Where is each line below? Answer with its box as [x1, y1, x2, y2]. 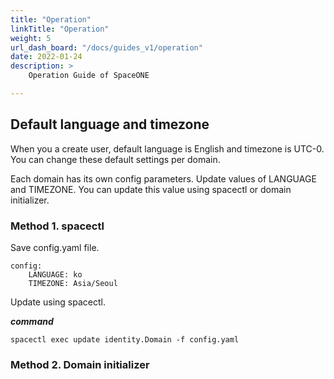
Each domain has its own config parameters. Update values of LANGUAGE [10, 172, 317, 185]
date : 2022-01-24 [10, 52, 83, 62]
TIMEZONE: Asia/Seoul [28, 278, 118, 288]
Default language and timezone [10, 116, 210, 133]
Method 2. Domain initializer [10, 357, 150, 371]
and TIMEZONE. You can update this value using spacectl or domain [10, 183, 292, 195]
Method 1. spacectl [10, 219, 105, 233]
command [10, 315, 54, 327]
